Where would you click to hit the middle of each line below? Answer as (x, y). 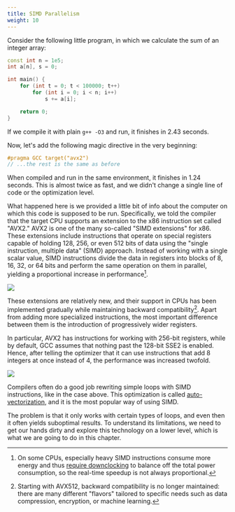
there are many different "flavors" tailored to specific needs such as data (122, 493)
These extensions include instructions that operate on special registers (109, 236)
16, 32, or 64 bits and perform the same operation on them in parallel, (107, 266)
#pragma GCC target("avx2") (48, 158)
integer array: (27, 48)
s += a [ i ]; (60, 99)
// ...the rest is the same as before (64, 164)
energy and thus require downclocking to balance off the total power (116, 465)
